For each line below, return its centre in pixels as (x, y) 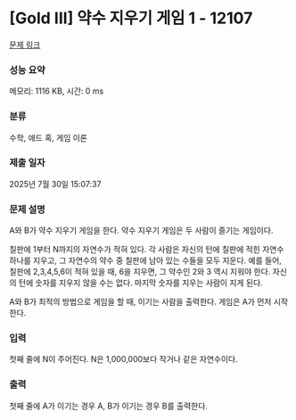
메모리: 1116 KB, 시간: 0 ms (57, 91)
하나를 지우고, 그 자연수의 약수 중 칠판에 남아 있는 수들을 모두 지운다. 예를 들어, (146, 260)
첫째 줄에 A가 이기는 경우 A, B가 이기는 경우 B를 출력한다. (108, 406)
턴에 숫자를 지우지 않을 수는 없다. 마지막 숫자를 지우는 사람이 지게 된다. (140, 283)
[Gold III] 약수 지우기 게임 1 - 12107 (131, 18)
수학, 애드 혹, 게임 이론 (48, 137)
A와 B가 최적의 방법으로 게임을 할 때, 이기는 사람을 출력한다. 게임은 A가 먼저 (140, 302)
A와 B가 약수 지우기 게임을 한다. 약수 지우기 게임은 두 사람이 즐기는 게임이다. (141, 231)
